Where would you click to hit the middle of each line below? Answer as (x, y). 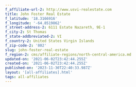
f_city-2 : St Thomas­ (26, 32)
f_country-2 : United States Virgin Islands (50, 41)
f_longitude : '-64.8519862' (34, 23)
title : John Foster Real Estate (38, 14)
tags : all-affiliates (27, 77)
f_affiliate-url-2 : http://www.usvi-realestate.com (58, 9)
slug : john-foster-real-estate (37, 50)
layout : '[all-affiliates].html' (39, 72)
